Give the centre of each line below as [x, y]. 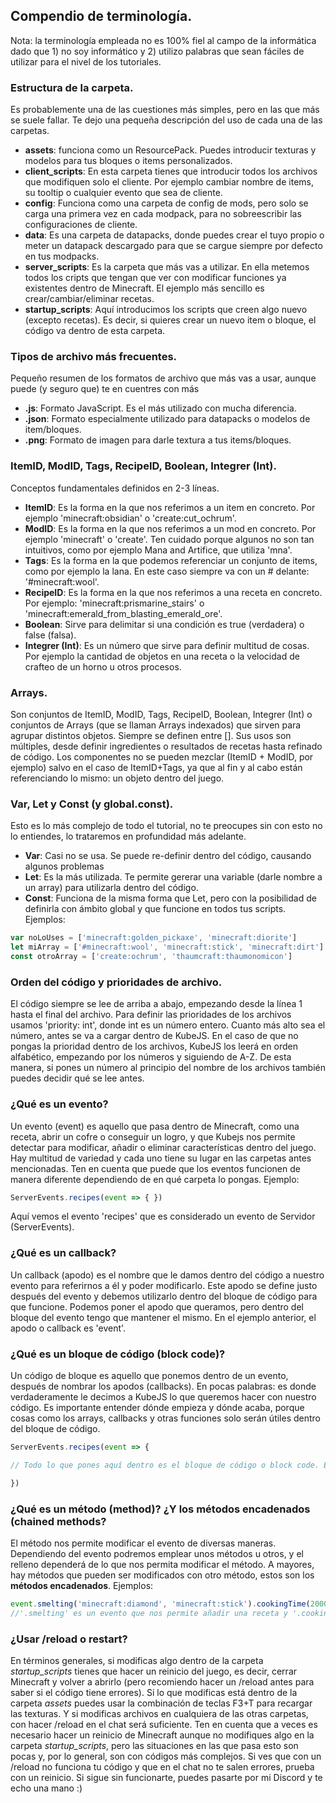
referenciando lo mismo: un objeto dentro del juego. [117, 778]
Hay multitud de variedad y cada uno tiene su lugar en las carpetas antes [161, 1158]
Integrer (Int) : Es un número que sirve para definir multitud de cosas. [167, 645]
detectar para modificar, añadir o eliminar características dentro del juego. [163, 1147]
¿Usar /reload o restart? [69, 1639]
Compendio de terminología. [101, 16]
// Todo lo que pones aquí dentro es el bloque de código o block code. [165, 1465]
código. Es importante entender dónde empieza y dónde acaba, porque [157, 1407]
